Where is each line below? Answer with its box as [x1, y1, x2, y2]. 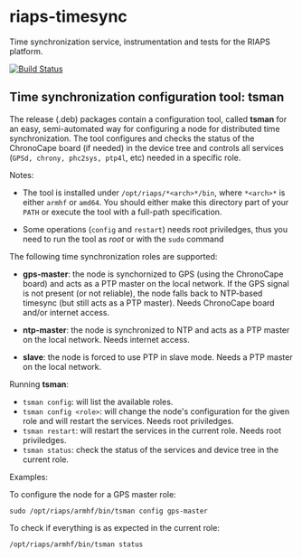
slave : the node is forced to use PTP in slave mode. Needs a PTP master [22, 351, 293, 363]
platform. [9, 45, 43, 56]
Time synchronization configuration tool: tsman [9, 90, 285, 105]
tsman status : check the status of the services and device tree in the [22, 444, 278, 455]
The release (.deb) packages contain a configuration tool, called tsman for [9, 113, 288, 124]
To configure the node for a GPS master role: [9, 488, 176, 499]
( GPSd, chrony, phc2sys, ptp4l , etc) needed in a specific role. [9, 152, 241, 163]
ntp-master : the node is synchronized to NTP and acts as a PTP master [22, 324, 290, 336]
